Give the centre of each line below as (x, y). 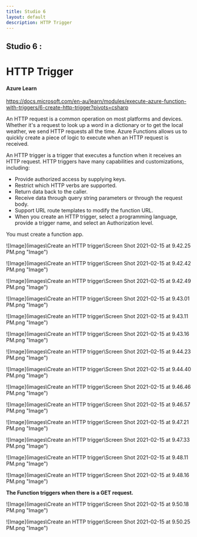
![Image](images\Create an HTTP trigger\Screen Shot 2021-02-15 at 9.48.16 (98, 475)
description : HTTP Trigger (39, 22)
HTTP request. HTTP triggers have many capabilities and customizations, (95, 162)
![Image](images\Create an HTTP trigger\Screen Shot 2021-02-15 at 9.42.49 (98, 281)
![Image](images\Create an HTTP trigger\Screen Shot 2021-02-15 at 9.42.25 (98, 246)
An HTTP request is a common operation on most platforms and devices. (94, 119)
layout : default (26, 17)
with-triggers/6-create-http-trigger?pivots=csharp (67, 108)
